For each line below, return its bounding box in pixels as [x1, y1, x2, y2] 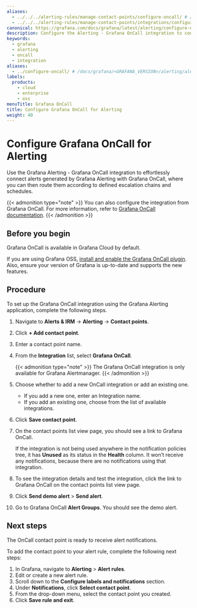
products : [12, 80, 36, 86]
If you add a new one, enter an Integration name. [23, 392, 141, 399]
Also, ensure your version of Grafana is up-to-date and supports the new [6, 262, 182, 268]
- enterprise [17, 90, 49, 96]
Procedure [6, 285, 46, 295]
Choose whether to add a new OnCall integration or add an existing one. [15, 381, 189, 388]
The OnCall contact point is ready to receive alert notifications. [6, 537, 158, 544]
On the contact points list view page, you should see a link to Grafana [15, 427, 183, 434]
